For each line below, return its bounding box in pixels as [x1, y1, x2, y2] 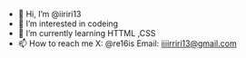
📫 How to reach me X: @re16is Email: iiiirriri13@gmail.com [17, 38, 238, 49]
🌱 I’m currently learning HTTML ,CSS [17, 28, 156, 38]
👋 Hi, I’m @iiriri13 [17, 9, 82, 19]
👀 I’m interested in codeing [17, 18, 119, 29]
